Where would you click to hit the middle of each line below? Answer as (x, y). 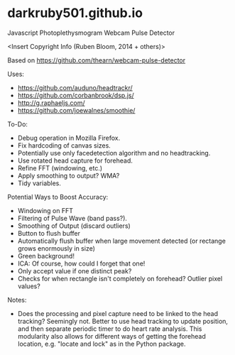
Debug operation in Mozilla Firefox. (69, 138)
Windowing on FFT (45, 210)
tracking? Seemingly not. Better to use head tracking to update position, (123, 321)
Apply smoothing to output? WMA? (69, 175)
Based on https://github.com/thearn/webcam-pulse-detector (97, 60)
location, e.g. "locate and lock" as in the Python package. (102, 344)
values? (29, 286)
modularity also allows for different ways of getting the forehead (111, 336)
